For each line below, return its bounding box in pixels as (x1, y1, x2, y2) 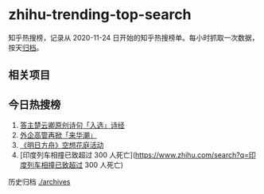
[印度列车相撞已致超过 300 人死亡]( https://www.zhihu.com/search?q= (19, 150, 249, 160)
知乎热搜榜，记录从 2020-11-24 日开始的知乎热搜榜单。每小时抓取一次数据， (8, 33, 259, 42)
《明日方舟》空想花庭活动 (19, 141, 104, 150)
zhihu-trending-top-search (8, 6, 192, 24)
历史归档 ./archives (8, 177, 71, 187)
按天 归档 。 (8, 42, 44, 52)
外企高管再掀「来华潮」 (19, 130, 97, 140)
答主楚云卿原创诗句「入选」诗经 (19, 121, 125, 130)
